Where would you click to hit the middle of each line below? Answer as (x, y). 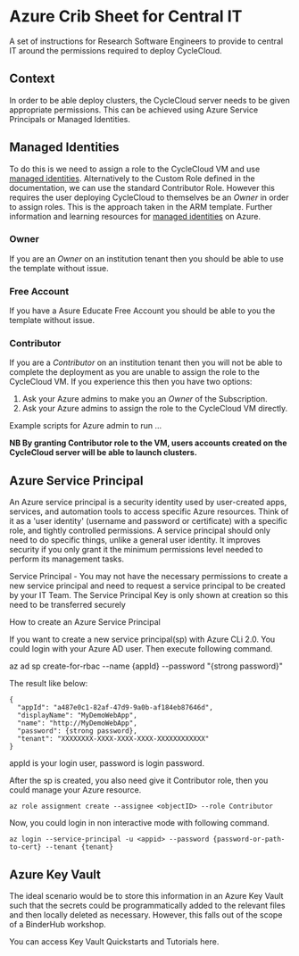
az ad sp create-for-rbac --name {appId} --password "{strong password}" (146, 666)
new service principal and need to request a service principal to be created (147, 586)
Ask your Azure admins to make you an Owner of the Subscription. (145, 399)
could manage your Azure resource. (75, 790)
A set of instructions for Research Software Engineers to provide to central (146, 41)
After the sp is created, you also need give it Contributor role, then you (139, 781)
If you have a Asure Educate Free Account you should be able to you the (142, 311)
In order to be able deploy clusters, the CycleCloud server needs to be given (149, 100)
